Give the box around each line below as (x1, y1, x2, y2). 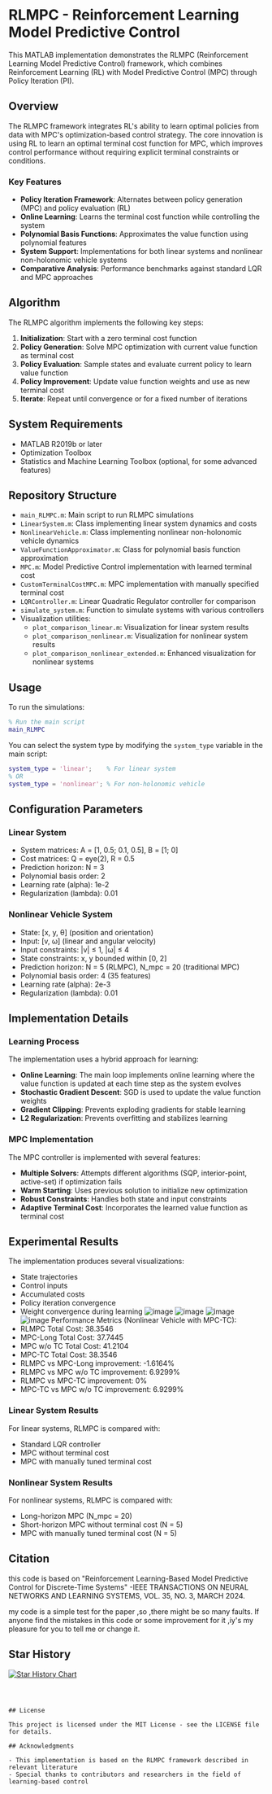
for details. (8, 1727, 53, 1735)
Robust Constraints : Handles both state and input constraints (19, 1194, 227, 1204)
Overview (8, 99, 59, 113)
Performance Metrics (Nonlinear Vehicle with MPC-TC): (51, 1315, 237, 1325)
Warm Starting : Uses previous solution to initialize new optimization (19, 1185, 248, 1195)
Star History (8, 1647, 71, 1661)
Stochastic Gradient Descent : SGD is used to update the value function (19, 1087, 261, 1097)
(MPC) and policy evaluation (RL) (19, 203, 132, 213)
